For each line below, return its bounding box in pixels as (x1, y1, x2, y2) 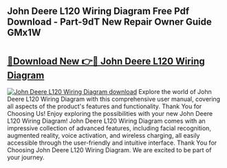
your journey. (7, 154, 45, 161)
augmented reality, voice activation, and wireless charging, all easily (7, 132, 200, 139)
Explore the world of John (138, 88, 212, 95)
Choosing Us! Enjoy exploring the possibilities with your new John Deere (7, 110, 213, 117)
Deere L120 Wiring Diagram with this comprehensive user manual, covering (7, 95, 221, 103)
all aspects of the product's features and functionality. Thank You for (7, 102, 202, 110)
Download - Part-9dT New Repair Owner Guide (7, 16, 212, 28)
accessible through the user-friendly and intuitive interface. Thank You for (7, 139, 217, 147)
